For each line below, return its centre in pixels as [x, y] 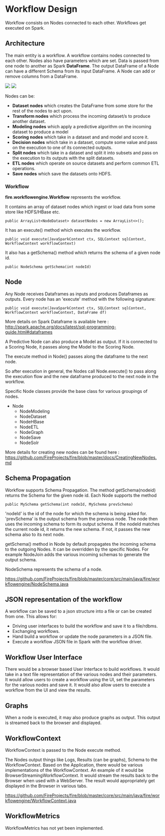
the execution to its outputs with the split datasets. [63, 158]
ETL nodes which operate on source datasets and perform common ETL [85, 163]
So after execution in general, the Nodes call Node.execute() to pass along [81, 371]
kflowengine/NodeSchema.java [37, 584]
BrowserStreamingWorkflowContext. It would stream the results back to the [82, 775]
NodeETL [29, 427]
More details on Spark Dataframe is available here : [57, 321]
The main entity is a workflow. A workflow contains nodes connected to [78, 55]
